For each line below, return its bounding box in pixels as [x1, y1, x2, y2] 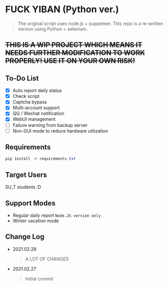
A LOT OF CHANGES [25, 256, 69, 262]
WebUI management [12, 116, 56, 122]
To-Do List [5, 74, 39, 83]
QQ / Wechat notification [12, 111, 64, 117]
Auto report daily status [12, 88, 62, 94]
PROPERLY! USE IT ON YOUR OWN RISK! [5, 57, 136, 65]
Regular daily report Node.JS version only [12, 212, 101, 218]
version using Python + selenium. [17, 25, 88, 32]
